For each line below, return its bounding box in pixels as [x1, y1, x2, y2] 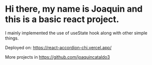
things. [5, 35, 19, 41]
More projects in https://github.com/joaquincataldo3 [5, 54, 110, 60]
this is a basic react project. [5, 14, 119, 25]
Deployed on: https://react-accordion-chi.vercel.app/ [5, 44, 112, 50]
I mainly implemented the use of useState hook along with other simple [5, 30, 148, 36]
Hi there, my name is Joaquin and [5, 3, 143, 15]
